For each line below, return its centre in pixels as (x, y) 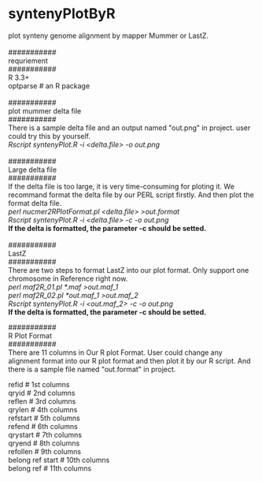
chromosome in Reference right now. (68, 278)
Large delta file (33, 170)
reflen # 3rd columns (42, 401)
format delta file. (35, 203)
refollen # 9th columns (44, 451)
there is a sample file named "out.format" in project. (92, 369)
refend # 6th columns (43, 426)
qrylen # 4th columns (43, 409)
